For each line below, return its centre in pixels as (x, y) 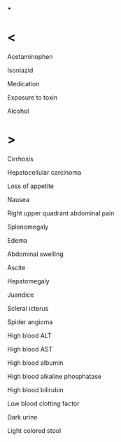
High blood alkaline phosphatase (55, 377)
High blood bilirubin (36, 390)
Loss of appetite (31, 186)
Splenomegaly (28, 227)
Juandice (21, 295)
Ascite (16, 268)
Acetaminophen (30, 57)
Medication (23, 84)
